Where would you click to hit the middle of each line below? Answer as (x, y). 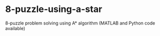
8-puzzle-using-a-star (54, 9)
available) (15, 28)
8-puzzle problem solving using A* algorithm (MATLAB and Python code (80, 23)
